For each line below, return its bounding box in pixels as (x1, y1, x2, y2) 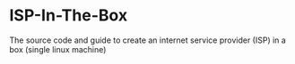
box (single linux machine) (9, 44, 107, 54)
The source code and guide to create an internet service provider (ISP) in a (9, 35, 287, 45)
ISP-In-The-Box (9, 5, 128, 26)
